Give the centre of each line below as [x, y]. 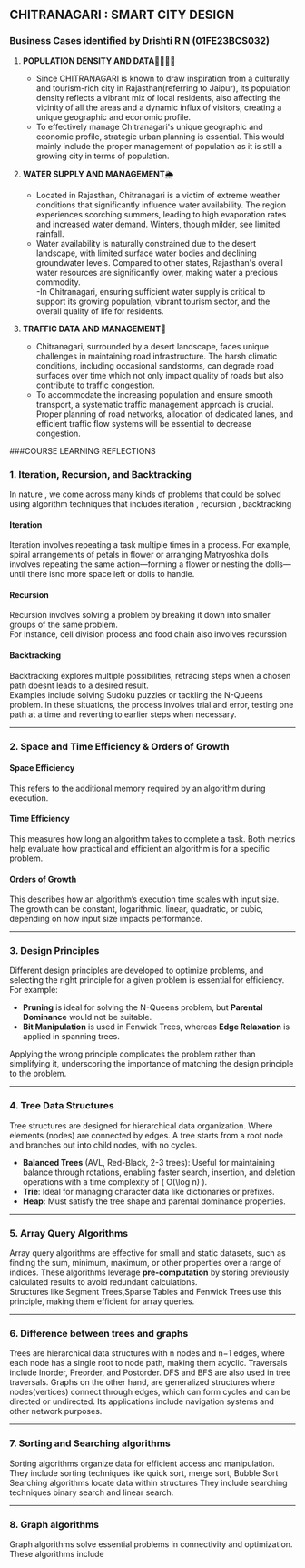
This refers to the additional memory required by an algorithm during [138, 788]
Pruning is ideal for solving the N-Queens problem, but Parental [143, 1007]
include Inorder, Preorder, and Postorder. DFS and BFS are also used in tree [150, 1372]
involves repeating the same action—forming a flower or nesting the [137, 564]
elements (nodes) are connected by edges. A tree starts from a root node [147, 1135]
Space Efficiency [42, 768]
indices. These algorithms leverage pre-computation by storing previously [149, 1272]
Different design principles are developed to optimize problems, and [137, 971]
